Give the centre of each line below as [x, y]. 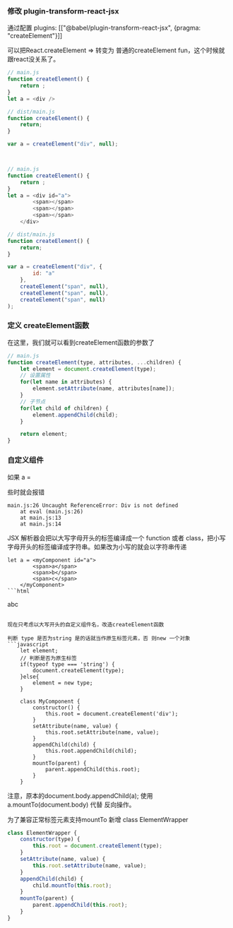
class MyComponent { [50, 701]
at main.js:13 [41, 518]
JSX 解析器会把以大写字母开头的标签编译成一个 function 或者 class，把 [110, 537]
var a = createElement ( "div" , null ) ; [63, 144]
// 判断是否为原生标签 [49, 658]
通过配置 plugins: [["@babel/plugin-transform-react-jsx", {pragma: [104, 28]
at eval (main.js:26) [52, 511]
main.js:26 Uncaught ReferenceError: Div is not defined [93, 505]
